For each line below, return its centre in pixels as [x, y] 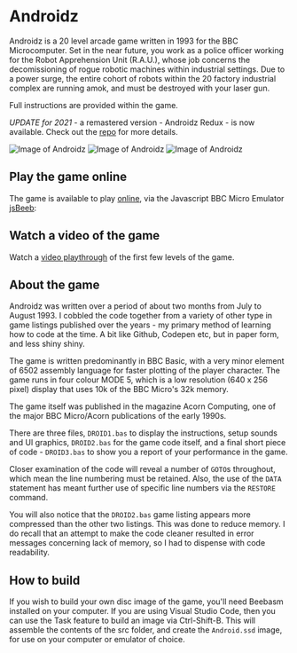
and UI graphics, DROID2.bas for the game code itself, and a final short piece [148, 443]
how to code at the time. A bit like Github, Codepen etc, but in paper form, [144, 334]
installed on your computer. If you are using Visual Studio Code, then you [143, 611]
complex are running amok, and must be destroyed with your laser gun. [140, 88]
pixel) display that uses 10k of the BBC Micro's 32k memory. [119, 389]
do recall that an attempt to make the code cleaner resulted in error [132, 533]
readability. [30, 553]
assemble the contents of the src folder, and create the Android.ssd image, [146, 630]
